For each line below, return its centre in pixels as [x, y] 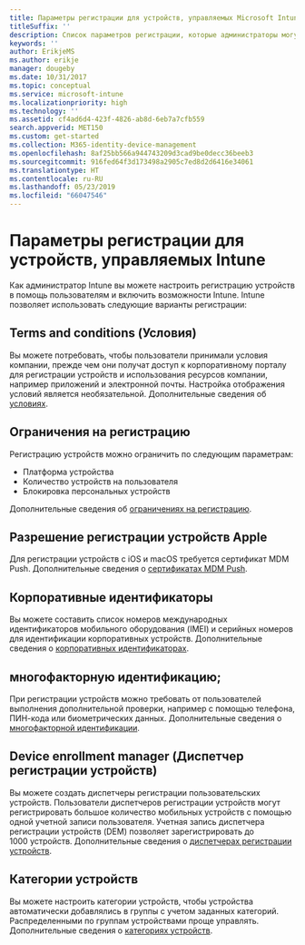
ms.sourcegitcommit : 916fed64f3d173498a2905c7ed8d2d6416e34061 [132, 162]
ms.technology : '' [44, 111]
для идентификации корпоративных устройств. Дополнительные [136, 639]
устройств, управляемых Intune [138, 260]
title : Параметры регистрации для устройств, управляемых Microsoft [142, 18]
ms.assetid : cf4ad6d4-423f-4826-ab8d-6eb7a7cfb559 [107, 119]
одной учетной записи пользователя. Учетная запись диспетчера [137, 821]
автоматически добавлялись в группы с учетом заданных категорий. [144, 910]
